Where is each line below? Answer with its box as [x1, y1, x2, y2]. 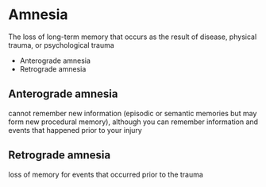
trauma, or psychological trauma [8, 40, 115, 49]
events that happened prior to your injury [8, 125, 143, 134]
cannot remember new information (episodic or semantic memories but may [8, 108, 257, 118]
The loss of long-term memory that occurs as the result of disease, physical [8, 32, 257, 41]
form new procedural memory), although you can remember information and [8, 117, 259, 127]
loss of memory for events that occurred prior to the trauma [8, 169, 204, 179]
